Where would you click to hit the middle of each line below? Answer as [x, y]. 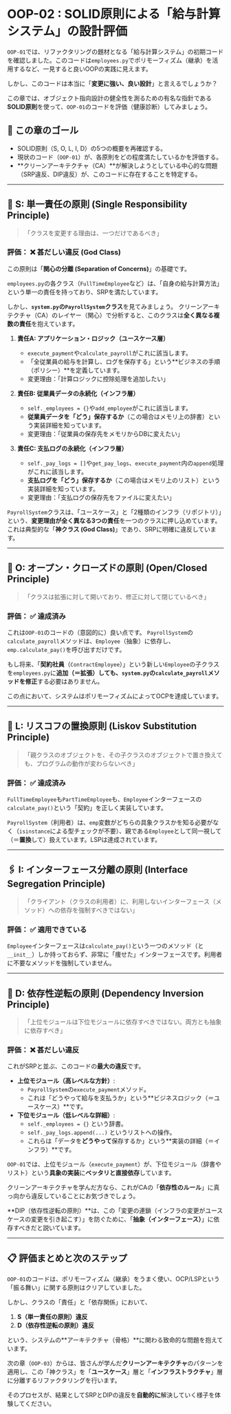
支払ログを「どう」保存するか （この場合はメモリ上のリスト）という [124, 480]
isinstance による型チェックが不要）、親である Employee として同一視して [121, 831]
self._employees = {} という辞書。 [77, 1124]
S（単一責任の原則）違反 [52, 1317]
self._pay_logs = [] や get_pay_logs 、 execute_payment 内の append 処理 [125, 463]
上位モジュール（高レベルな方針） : [66, 1081]
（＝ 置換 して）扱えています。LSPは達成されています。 [84, 840]
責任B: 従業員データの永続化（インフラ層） [78, 393]
